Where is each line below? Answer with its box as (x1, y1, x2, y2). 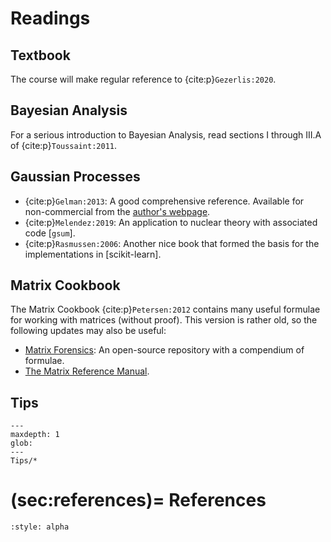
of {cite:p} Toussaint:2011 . (10, 139, 118, 151)
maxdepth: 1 (10, 430, 60, 440)
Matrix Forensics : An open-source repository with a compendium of (24, 344, 305, 356)
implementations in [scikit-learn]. (24, 248, 162, 260)
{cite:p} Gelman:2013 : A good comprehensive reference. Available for (24, 195, 305, 207)
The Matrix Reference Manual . (24, 365, 150, 377)
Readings (10, 7, 91, 30)
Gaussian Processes (10, 168, 141, 186)
